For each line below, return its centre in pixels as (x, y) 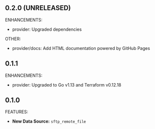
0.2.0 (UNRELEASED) (38, 8)
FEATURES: (17, 112)
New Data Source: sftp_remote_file (49, 121)
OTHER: (13, 39)
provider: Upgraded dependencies (47, 29)
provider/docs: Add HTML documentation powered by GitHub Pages (81, 48)
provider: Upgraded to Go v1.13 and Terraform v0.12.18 (66, 85)
